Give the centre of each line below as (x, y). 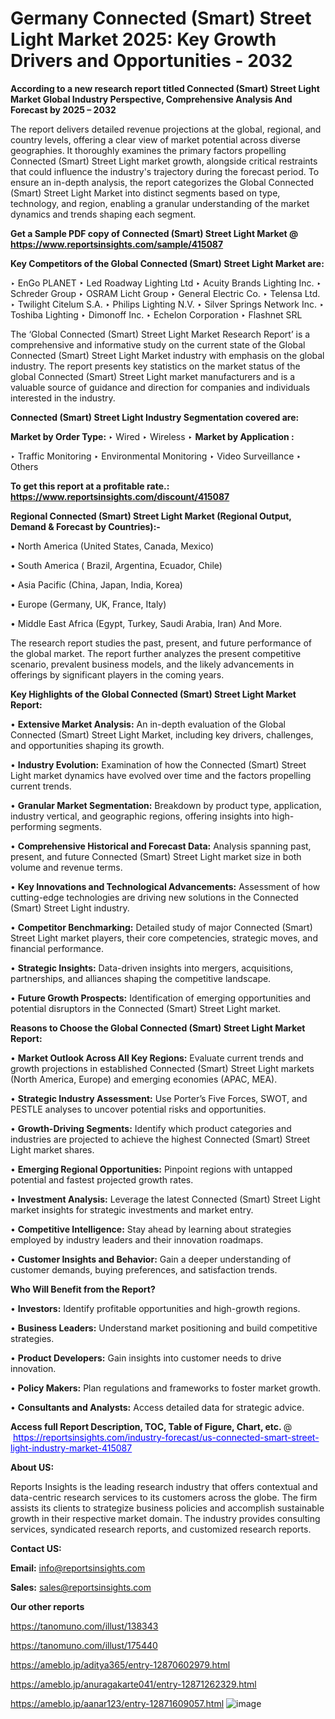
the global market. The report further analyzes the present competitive (156, 653)
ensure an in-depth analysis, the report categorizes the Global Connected (162, 182)
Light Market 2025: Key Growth (143, 39)
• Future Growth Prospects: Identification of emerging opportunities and (161, 998)
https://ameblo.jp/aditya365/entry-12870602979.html (120, 1664)
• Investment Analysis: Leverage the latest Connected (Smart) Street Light (165, 1199)
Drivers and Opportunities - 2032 (151, 61)
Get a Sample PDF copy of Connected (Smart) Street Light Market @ (154, 233)
